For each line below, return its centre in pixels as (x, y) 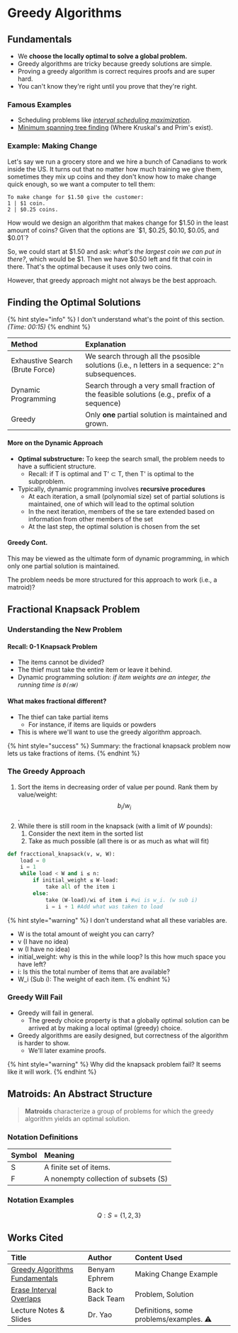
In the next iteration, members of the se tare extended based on (121, 511)
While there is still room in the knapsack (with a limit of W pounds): (115, 826)
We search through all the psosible (142, 356)
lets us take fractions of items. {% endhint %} (74, 753)
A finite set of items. (77, 1167)
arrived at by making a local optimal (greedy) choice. (105, 1028)
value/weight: (38, 794)
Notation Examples (41, 1200)
